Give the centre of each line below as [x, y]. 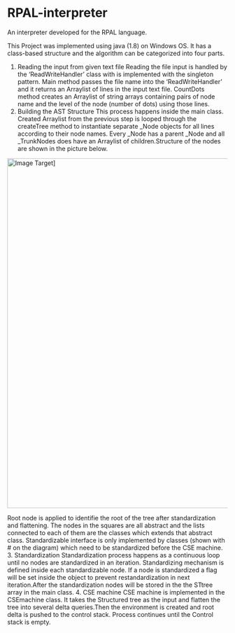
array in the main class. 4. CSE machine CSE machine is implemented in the [116, 592]
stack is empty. [29, 622]
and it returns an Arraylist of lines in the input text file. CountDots [111, 89]
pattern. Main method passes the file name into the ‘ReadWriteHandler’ [120, 81]
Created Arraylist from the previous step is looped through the [107, 119]
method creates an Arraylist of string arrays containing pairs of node [116, 97]
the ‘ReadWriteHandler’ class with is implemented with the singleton [115, 74]
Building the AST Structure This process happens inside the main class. [120, 111]
